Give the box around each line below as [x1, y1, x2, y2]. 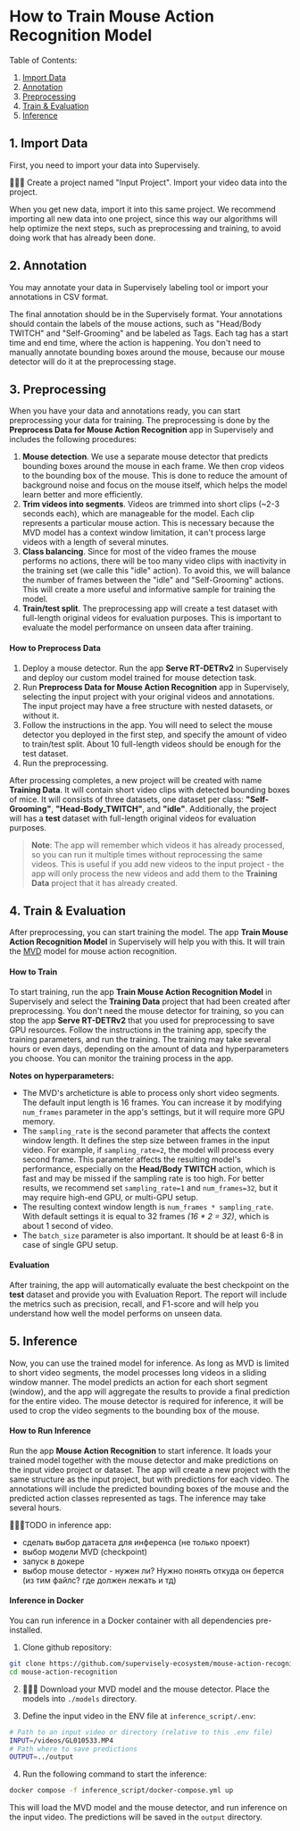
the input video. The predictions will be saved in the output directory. [9, 1811, 263, 1823]
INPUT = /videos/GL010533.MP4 [9, 1735, 114, 1745]
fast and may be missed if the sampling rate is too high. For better [21, 1173, 265, 1183]
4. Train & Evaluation [9, 903, 127, 918]
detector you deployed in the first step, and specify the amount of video [21, 729, 287, 740]
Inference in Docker [9, 1595, 85, 1606]
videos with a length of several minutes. [21, 537, 170, 548]
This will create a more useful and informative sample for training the [21, 584, 276, 595]
